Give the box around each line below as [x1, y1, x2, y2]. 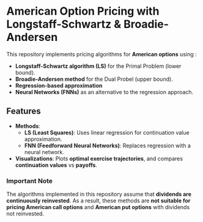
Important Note [6, 176, 53, 185]
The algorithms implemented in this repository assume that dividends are [6, 191, 191, 198]
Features [6, 106, 41, 117]
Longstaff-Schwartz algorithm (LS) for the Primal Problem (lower [15, 62, 182, 70]
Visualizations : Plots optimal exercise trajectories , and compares [15, 155, 183, 162]
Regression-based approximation [15, 81, 103, 89]
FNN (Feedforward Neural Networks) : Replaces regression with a [24, 142, 191, 149]
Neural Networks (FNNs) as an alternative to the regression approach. [15, 88, 194, 95]
